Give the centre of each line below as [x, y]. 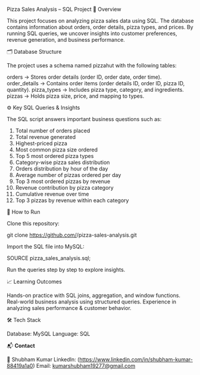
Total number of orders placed [53, 131]
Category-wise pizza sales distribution [62, 162]
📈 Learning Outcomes [34, 281]
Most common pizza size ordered [56, 150]
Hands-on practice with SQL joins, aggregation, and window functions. [94, 295]
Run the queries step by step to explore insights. [66, 269]
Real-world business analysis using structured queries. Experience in [92, 302]
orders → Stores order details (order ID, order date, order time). [84, 77]
